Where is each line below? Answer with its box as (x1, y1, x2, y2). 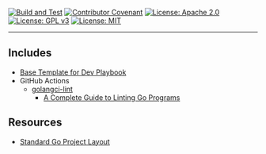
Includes (8, 46, 52, 60)
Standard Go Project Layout (19, 137, 111, 146)
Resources (8, 116, 63, 129)
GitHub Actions (19, 75, 70, 85)
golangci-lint (31, 84, 74, 94)
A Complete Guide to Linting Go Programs (43, 92, 180, 102)
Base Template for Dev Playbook (19, 67, 127, 77)
